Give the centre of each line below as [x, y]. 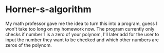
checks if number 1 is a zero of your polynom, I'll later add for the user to [82, 34]
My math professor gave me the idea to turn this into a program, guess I [81, 23]
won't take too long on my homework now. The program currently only [80, 29]
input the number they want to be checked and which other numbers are [82, 40]
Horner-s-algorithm [48, 9]
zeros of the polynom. [29, 45]
